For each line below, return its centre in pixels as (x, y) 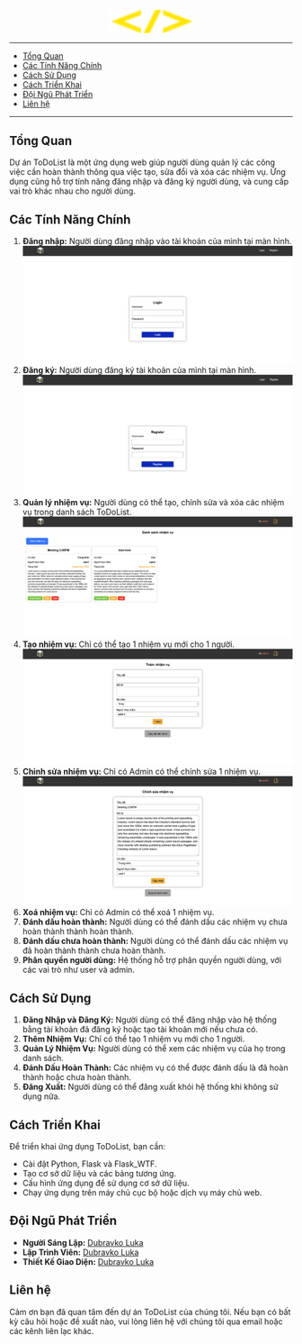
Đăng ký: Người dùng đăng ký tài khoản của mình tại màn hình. (139, 370)
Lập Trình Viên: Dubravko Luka (80, 1252)
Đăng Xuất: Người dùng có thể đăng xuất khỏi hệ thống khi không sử (150, 1087)
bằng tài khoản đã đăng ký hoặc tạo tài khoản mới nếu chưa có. (140, 1030)
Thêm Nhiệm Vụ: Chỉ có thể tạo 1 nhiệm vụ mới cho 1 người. (133, 1039)
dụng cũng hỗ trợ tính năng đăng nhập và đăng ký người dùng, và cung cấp (149, 182)
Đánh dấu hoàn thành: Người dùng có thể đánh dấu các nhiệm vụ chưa (155, 922)
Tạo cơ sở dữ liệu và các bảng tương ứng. (99, 1174)
